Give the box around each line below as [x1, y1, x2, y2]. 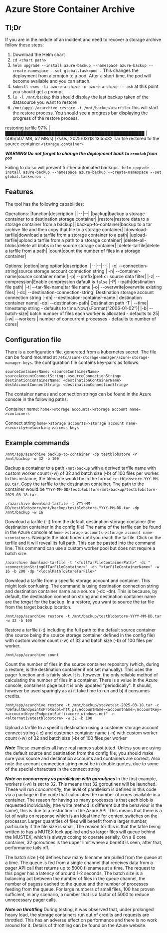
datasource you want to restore [12, 99, 77, 105]
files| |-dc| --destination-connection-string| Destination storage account [5, 289, 154, 295]
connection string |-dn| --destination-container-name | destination [5, 295, 142, 301]
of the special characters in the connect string [5, 766, 100, 772]
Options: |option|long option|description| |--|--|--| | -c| [5, 263, 118, 269]
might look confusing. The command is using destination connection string [5, 583, 159, 589]
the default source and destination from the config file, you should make [5, 750, 154, 756]
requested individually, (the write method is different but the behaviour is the [5, 802, 163, 808]
